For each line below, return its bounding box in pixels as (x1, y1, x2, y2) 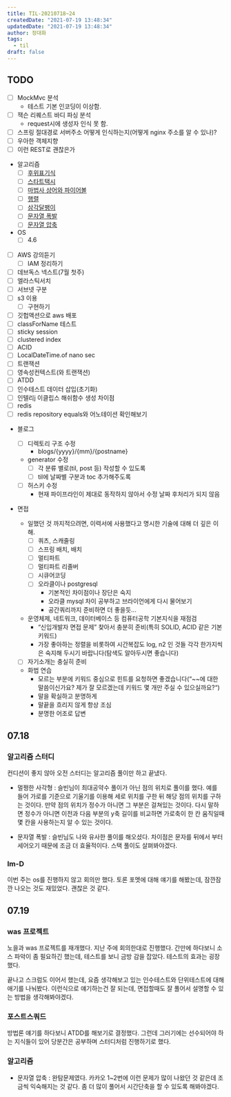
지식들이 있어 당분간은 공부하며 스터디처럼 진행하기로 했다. (14, 1038, 171, 1046)
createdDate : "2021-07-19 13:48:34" (7, 17, 112, 23)
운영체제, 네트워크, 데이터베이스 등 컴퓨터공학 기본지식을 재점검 (27, 614, 197, 622)
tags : (7, 36, 23, 43)
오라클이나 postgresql (37, 580, 98, 588)
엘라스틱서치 (17, 276, 52, 285)
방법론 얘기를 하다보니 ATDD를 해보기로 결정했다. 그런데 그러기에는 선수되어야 (7, 1029, 217, 1037)
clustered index (17, 336, 61, 344)
